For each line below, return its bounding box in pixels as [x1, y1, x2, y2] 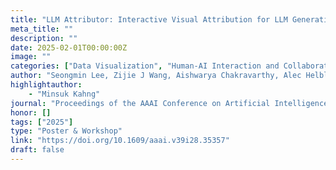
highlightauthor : [10, 80, 83, 90]
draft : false [10, 145, 65, 155]
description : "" [10, 33, 78, 43]
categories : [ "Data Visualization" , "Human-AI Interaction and [10, 61, 280, 71]
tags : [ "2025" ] [10, 117, 74, 127]
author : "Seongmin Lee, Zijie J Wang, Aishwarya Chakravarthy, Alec [10, 71, 302, 81]
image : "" [10, 52, 52, 62]
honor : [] [10, 107, 52, 118]
